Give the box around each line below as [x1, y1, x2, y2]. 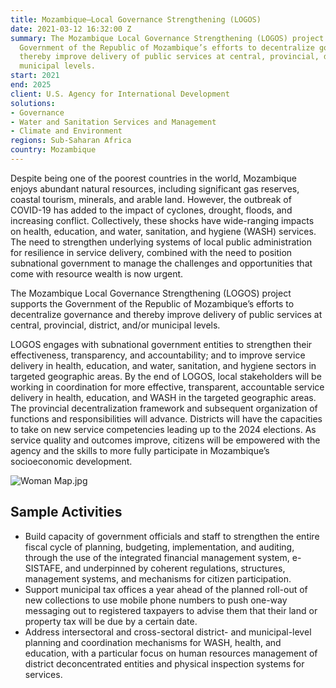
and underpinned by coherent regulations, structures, [64, 562, 286, 574]
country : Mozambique [10, 145, 97, 155]
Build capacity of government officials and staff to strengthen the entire [24, 530, 320, 542]
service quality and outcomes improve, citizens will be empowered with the [10, 434, 321, 446]
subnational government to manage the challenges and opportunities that [10, 257, 313, 269]
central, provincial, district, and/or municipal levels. [10, 319, 221, 331]
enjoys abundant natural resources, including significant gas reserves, [10, 182, 300, 195]
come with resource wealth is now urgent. [10, 267, 184, 280]
